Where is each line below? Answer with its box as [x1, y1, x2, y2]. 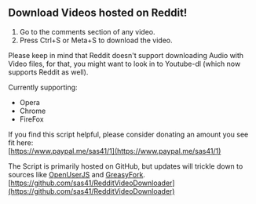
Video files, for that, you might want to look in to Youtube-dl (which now [8, 59, 241, 68]
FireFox [19, 114, 45, 124]
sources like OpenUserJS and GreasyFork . [8, 169, 145, 179]
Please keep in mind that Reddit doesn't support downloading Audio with [8, 50, 244, 60]
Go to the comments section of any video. [19, 27, 155, 36]
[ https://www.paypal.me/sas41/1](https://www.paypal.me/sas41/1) [8, 146, 221, 155]
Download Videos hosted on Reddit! [8, 6, 188, 20]
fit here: [8, 137, 34, 148]
